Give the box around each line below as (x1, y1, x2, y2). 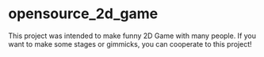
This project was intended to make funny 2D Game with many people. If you (8, 31, 256, 40)
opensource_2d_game (8, 5, 159, 23)
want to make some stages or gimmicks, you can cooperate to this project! (8, 39, 252, 48)
